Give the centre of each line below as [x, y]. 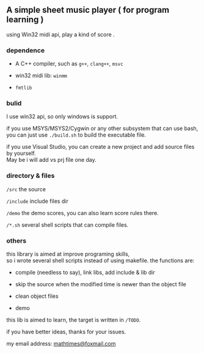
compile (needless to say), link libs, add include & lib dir [85, 272]
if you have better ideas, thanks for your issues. [66, 332]
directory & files [31, 176]
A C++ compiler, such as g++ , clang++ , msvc [69, 64]
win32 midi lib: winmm [41, 75]
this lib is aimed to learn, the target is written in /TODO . [74, 320]
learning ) [25, 20]
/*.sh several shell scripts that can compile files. [67, 225]
